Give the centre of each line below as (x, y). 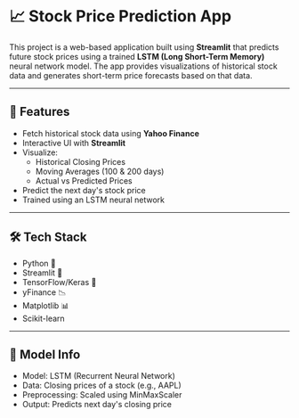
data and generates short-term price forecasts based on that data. (131, 75)
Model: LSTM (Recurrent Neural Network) (99, 376)
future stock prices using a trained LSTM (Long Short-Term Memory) (137, 56)
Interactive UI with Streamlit (74, 143)
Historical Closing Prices (81, 161)
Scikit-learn (43, 318)
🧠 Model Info (45, 354)
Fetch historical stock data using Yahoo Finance (111, 133)
